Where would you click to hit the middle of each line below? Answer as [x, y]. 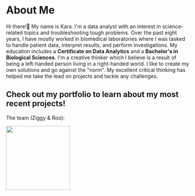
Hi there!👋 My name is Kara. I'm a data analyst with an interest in [84, 26]
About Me [30, 10]
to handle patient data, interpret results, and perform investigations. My [92, 45]
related [15, 32]
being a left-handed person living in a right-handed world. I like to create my [98, 63]
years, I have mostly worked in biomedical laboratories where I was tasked [96, 39]
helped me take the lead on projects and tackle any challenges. [82, 76]
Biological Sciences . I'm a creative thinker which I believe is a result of [91, 57]
